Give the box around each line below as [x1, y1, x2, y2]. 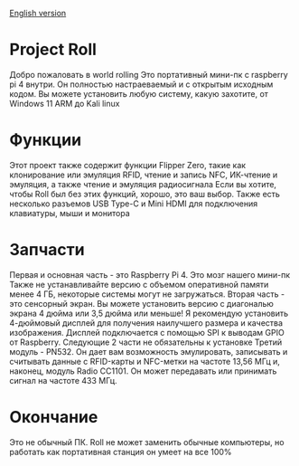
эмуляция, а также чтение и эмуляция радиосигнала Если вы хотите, [9, 178, 277, 189]
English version [9, 8, 67, 18]
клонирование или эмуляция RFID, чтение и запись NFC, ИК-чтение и [9, 169, 278, 180]
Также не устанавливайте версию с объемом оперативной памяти [9, 279, 269, 290]
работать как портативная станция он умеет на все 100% [9, 446, 232, 457]
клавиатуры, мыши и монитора [9, 207, 130, 218]
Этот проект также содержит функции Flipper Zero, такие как [9, 159, 247, 170]
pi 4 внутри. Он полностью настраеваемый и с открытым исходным [9, 79, 274, 90]
